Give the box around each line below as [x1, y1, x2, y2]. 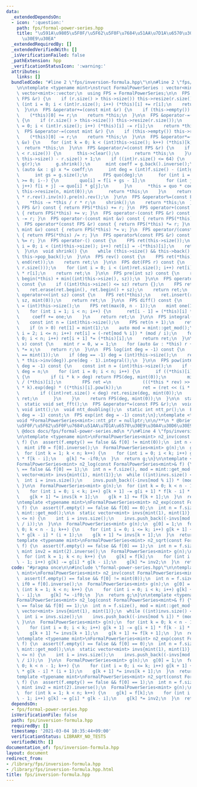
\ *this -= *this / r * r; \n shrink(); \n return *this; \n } [16, 199, 193, 205]
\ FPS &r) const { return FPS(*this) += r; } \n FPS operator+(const [16, 205, 191, 211]
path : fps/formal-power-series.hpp [16, 25, 104, 31]
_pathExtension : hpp [11, 57, 62, 63]
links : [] [16, 74, 41, 80]
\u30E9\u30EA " [21, 36, 57, 42]
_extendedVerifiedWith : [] [11, 47, 77, 53]
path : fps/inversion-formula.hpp [11, 717, 93, 723]
